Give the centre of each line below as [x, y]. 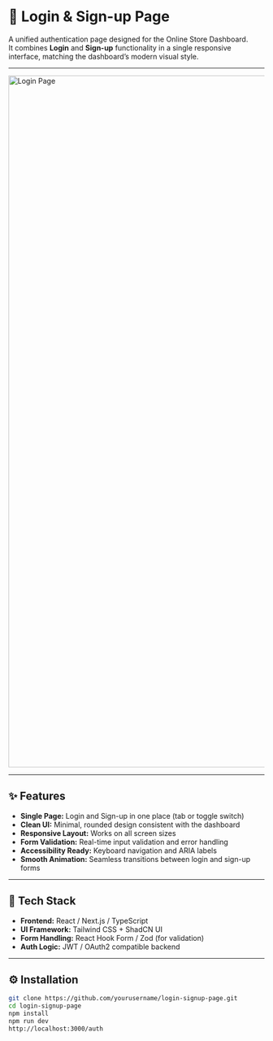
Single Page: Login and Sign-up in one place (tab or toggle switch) [132, 816]
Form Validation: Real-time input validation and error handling [124, 842]
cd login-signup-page [45, 1006]
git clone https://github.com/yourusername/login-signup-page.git [123, 999]
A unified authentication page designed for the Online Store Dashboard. [128, 39]
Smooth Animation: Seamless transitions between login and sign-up [135, 859]
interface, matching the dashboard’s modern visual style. [104, 56]
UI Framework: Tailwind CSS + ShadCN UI [91, 929]
